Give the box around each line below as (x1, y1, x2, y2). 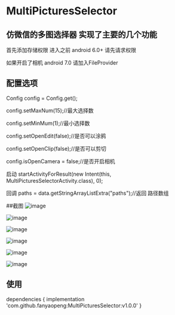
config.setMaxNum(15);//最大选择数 (6, 106, 94, 114)
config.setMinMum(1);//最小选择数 (6, 120, 90, 127)
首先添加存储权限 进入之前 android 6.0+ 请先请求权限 (6, 47, 136, 53)
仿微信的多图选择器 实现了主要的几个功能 (6, 29, 157, 39)
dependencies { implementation (6, 295, 85, 302)
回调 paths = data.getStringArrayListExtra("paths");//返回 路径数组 (6, 189, 169, 197)
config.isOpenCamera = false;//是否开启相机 (6, 157, 115, 165)
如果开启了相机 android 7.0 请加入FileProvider (6, 59, 118, 66)
